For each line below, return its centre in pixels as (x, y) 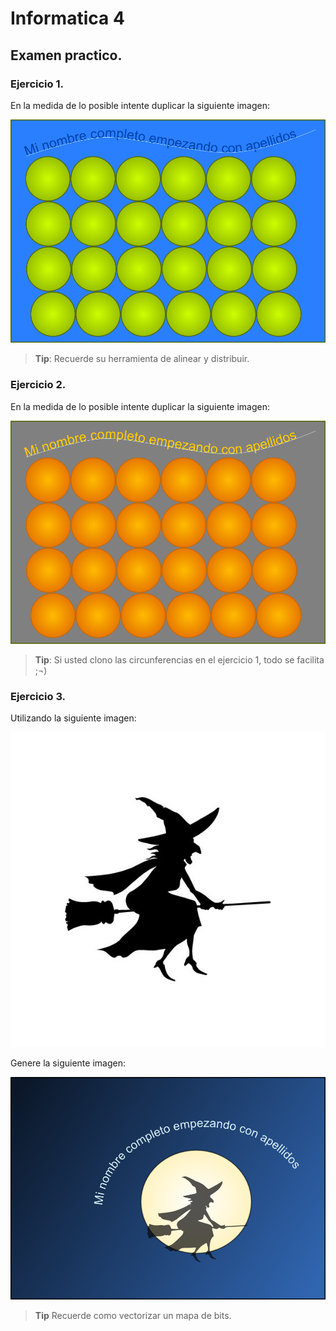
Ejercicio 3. (38, 696)
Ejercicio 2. (38, 385)
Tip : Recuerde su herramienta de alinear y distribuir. (142, 359)
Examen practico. (66, 55)
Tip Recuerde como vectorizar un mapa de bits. (133, 1316)
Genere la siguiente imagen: (68, 1063)
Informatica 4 (67, 18)
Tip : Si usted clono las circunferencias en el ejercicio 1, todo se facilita (179, 659)
